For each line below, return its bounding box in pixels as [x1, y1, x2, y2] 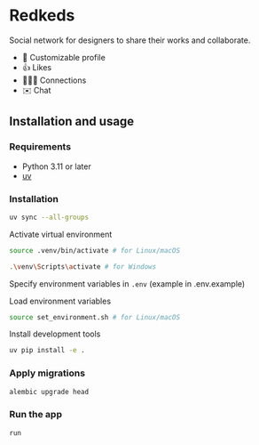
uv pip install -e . [9, 346, 86, 355]
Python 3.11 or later [21, 161, 91, 172]
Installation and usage [9, 114, 135, 129]
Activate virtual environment [9, 229, 113, 239]
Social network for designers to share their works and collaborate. [9, 35, 251, 45]
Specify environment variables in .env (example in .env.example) [9, 278, 246, 289]
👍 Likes [21, 61, 51, 72]
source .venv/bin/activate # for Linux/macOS [9, 246, 180, 255]
